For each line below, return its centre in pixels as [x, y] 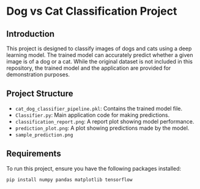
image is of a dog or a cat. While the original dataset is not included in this [99, 61]
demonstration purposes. [38, 74]
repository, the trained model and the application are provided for [89, 68]
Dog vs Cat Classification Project [92, 11]
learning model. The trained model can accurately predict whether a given [100, 55]
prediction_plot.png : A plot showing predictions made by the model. [102, 128]
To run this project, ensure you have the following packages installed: [94, 168]
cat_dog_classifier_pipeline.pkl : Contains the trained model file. [98, 108]
